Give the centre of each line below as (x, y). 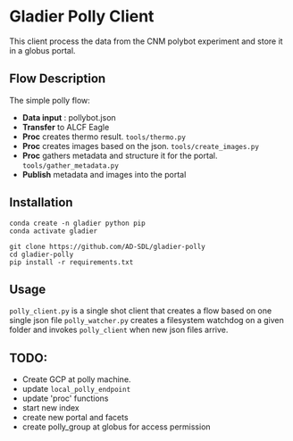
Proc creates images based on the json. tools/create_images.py (140, 146)
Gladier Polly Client (82, 17)
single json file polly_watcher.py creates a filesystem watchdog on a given (146, 320)
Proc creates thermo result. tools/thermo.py (104, 137)
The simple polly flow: (50, 100)
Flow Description (58, 79)
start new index (51, 408)
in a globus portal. (42, 50)
